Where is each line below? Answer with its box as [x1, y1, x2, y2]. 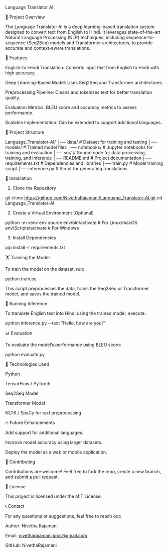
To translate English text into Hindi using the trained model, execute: [5, 310, 146, 316]
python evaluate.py [5, 352, 45, 357]
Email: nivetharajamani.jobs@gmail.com [5, 532, 88, 538]
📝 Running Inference [5, 301, 48, 306]
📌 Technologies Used [5, 361, 49, 367]
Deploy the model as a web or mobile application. [5, 449, 107, 455]
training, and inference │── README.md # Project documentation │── [5, 155, 152, 161]
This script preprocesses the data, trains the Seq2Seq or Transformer [5, 286, 149, 291]
